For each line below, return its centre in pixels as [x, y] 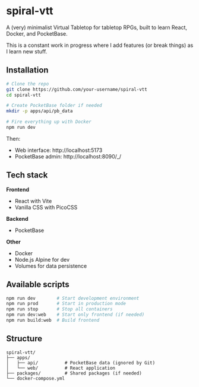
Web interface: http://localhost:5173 [59, 150]
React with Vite [33, 201]
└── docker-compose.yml [36, 378]
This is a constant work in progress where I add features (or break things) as [100, 45]
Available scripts [38, 285]
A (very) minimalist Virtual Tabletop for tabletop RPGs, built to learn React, [97, 27]
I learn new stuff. [27, 51]
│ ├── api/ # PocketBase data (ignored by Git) [81, 363]
